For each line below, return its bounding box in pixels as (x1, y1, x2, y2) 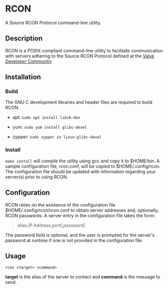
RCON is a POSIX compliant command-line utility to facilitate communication (5, 47, 163, 53)
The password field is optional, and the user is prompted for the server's (5, 232, 155, 238)
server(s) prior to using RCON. (5, 174, 68, 180)
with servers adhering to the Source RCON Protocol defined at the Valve (5, 53, 154, 59)
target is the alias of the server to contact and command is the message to (5, 274, 160, 280)
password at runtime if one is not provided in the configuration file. (5, 237, 143, 243)
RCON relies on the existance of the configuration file (5, 202, 116, 208)
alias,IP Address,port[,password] (17, 222, 86, 228)
